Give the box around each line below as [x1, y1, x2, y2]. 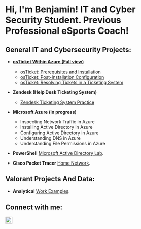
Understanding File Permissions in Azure [20, 141, 105, 146]
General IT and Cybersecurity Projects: [5, 45, 132, 54]
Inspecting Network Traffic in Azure [20, 119, 95, 125]
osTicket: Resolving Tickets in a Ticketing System [20, 80, 124, 85]
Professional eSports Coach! [5, 25, 129, 37]
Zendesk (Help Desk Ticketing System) [12, 89, 97, 95]
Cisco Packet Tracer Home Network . [12, 160, 90, 166]
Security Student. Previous [5, 14, 122, 26]
